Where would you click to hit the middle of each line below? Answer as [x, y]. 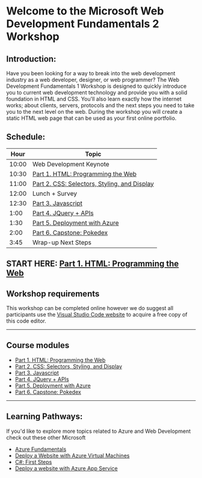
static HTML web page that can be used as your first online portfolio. [91, 118]
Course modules [38, 345]
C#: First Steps [33, 462]
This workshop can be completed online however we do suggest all [90, 308]
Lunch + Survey [55, 193]
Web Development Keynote [71, 164]
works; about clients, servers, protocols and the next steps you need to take [100, 105]
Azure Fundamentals [41, 449]
